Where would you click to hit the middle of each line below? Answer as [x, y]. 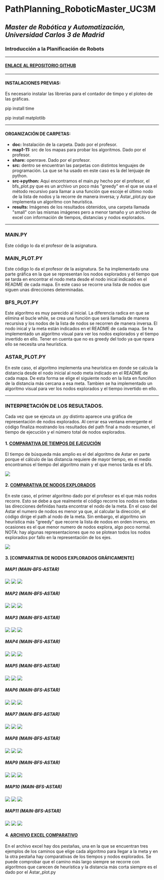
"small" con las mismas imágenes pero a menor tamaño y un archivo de [84, 212]
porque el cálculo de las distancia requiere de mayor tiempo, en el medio [78, 460]
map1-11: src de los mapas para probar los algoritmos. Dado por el [79, 150]
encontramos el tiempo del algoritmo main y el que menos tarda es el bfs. [79, 464]
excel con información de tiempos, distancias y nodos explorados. [79, 218]
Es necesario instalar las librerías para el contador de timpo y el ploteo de [79, 94]
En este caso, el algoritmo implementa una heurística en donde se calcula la [82, 367]
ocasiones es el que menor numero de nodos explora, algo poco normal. [78, 527]
